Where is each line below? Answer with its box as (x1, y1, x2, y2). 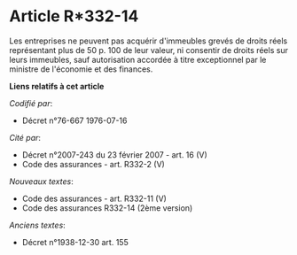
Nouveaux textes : (9, 175, 74, 187)
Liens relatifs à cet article (9, 81, 105, 91)
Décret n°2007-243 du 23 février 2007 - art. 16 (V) (21, 149, 208, 160)
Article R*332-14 (9, 6, 139, 27)
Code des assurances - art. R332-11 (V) (21, 193, 167, 204)
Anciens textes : (9, 220, 66, 230)
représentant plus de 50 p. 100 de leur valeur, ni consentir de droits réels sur (9, 44, 288, 55)
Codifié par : (9, 97, 53, 108)
